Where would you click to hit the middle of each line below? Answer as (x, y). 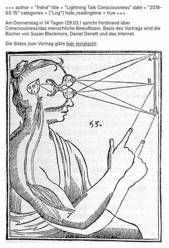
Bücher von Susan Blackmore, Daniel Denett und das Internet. (70, 34)
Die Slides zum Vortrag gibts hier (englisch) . (52, 44)
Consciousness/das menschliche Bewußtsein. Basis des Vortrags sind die (83, 28)
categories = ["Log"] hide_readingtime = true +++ (73, 13)
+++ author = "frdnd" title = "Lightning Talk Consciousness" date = (76, 7)
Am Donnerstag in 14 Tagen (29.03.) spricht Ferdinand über (68, 23)
